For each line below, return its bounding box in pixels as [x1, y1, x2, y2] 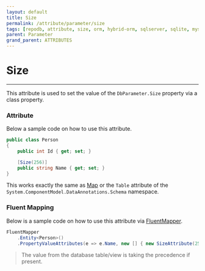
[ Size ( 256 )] [17, 159, 48, 165]
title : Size [6, 15, 37, 21]
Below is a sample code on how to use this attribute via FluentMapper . [6, 217, 183, 225]
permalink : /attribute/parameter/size [6, 20, 105, 26]
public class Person [6, 137, 59, 143]
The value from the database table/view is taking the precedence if [21, 251, 190, 259]
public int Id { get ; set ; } [17, 148, 92, 154]
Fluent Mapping [6, 203, 54, 212]
